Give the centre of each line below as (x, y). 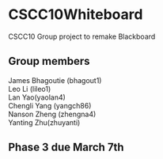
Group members (49, 61)
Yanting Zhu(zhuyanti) (44, 122)
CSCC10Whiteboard (76, 15)
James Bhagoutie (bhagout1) (55, 80)
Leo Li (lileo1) (30, 89)
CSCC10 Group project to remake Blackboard (82, 36)
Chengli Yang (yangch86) (50, 105)
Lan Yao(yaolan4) (37, 97)
